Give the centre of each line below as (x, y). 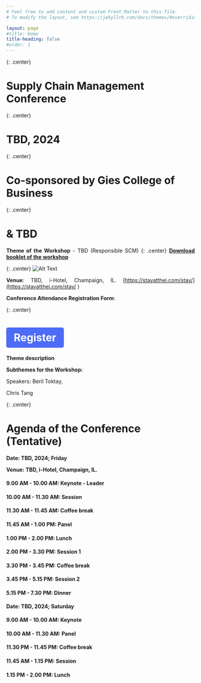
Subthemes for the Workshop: (45, 370)
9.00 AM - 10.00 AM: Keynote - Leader (55, 483)
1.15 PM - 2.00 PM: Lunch (38, 675)
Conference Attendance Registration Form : (61, 298)
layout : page (22, 28)
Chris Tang (20, 392)
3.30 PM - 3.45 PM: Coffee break (48, 565)
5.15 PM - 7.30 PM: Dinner (39, 593)
